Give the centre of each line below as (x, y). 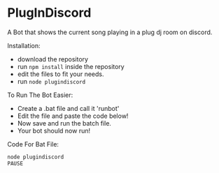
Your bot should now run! (54, 130)
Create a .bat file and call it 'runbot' (68, 108)
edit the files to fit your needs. (61, 74)
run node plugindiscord (51, 81)
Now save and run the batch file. (64, 123)
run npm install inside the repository (71, 66)
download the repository (53, 59)
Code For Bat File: (33, 144)
